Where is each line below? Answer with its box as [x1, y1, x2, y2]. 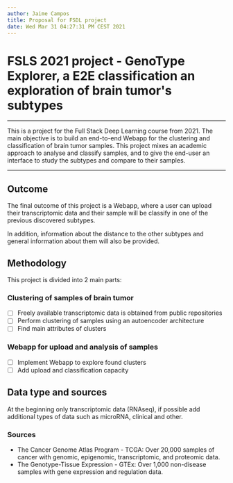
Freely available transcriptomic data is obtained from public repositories [17, 309, 223, 317]
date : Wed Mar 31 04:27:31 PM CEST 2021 [7, 23, 126, 30]
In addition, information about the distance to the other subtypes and [7, 230, 204, 238]
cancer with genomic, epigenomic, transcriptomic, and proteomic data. [17, 452, 221, 461]
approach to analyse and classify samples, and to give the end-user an [7, 149, 210, 157]
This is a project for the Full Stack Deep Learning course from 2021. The [7, 126, 214, 136]
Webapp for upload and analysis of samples [7, 342, 158, 352]
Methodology [7, 257, 67, 269]
